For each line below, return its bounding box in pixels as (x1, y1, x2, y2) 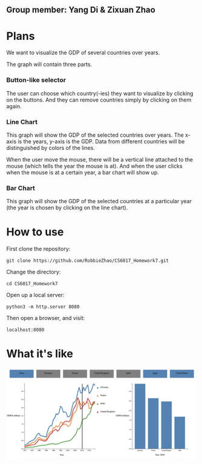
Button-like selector (6, 76, 67, 84)
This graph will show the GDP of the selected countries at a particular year (6, 198, 192, 205)
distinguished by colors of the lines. (6, 144, 96, 151)
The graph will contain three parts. (6, 60, 93, 68)
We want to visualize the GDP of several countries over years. (6, 49, 160, 56)
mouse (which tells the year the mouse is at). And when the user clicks (6, 162, 183, 169)
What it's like (6, 347, 74, 361)
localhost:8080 (6, 327, 45, 333)
